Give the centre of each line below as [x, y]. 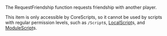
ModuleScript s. [21, 28]
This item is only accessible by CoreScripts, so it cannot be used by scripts [84, 17]
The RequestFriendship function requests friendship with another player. [81, 7]
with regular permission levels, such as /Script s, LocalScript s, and [75, 23]
